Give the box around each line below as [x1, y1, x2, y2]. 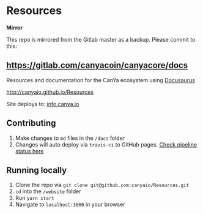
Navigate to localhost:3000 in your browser [15, 201, 125, 208]
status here [15, 147, 44, 155]
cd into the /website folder [15, 188, 81, 195]
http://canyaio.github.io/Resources [6, 88, 94, 96]
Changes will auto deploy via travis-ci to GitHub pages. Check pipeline [15, 140, 197, 148]
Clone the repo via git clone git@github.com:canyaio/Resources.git [15, 182, 190, 189]
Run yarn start [15, 194, 54, 202]
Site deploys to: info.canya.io [6, 100, 79, 107]
